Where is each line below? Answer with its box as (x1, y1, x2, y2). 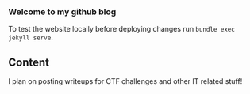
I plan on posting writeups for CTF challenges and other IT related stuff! (8, 77, 243, 86)
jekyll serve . (8, 32, 53, 42)
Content (8, 55, 50, 69)
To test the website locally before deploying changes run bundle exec (8, 24, 236, 34)
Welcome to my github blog (8, 6, 117, 17)
